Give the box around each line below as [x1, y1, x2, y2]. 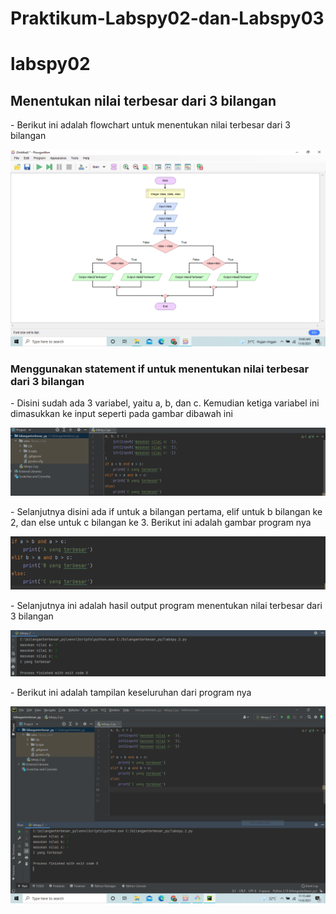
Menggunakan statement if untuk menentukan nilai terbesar [10, 362, 310, 376]
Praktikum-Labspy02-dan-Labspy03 [10, 7, 325, 30]
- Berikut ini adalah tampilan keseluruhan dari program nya [10, 687, 252, 699]
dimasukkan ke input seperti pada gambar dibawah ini [10, 408, 233, 420]
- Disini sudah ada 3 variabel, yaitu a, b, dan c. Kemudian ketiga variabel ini [10, 397, 320, 409]
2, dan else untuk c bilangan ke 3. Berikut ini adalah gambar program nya [10, 516, 312, 528]
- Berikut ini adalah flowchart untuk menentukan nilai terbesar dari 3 [10, 119, 291, 131]
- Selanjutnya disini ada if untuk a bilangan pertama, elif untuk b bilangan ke [10, 505, 323, 517]
